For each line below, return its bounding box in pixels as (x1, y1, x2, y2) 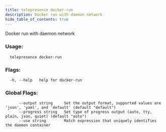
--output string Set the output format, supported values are (18, 101, 161, 106)
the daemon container (5, 123, 51, 128)
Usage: (5, 43, 24, 50)
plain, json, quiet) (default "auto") (5, 114, 87, 119)
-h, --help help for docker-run (10, 78, 82, 83)
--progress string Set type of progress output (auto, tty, (18, 109, 152, 115)
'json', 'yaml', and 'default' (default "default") (5, 105, 116, 110)
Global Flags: (5, 89, 38, 96)
